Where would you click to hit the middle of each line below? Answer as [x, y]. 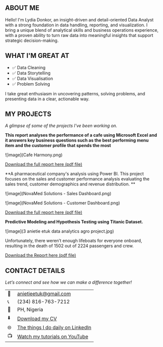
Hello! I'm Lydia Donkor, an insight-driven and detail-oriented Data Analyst [79, 19]
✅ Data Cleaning [29, 67]
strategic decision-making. [32, 40]
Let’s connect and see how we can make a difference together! [69, 282]
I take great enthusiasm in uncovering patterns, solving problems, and [75, 93]
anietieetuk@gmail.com [44, 294]
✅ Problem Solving [31, 84]
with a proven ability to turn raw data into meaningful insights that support [79, 35]
